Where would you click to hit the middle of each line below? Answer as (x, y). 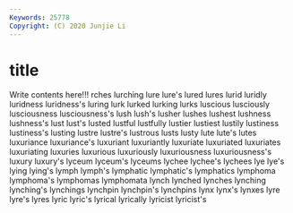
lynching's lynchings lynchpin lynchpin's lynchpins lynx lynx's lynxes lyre (145, 190)
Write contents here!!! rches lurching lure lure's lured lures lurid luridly (138, 95)
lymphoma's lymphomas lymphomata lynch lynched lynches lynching (138, 181)
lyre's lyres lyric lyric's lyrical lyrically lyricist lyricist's (108, 200)
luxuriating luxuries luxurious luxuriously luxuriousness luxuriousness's (140, 152)
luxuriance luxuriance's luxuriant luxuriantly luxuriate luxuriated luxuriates (145, 142)
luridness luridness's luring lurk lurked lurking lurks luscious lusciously (140, 105)
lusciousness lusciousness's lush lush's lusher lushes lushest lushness (140, 114)
